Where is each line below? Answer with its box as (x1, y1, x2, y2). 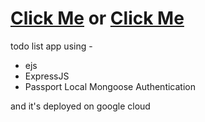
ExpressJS (24, 70, 70, 82)
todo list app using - (10, 40, 93, 52)
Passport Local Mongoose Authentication (24, 80, 196, 92)
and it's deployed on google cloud (10, 100, 151, 112)
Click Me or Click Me (10, 7, 185, 30)
